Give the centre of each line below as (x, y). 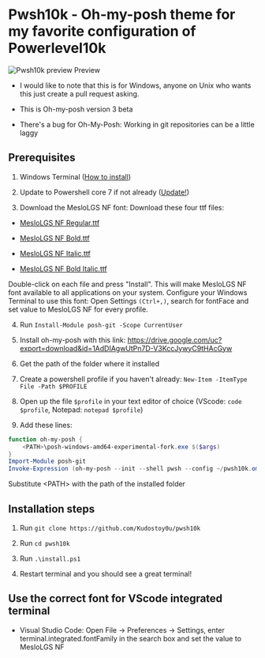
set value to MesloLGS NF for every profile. (78, 309)
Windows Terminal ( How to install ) (75, 176)
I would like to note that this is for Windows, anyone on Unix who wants (135, 85)
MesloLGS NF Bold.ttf (54, 238)
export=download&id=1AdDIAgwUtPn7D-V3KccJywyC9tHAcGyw (126, 348)
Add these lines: (46, 425)
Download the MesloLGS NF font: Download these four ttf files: (122, 207)
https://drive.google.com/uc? (175, 340)
